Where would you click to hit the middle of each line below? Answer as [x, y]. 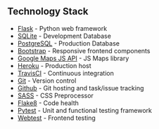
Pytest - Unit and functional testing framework [85, 110]
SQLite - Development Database [64, 36]
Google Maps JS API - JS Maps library [73, 58]
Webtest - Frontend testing [57, 118]
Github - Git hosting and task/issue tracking [81, 88]
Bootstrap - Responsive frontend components [84, 50]
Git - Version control [47, 81]
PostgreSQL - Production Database [68, 43]
